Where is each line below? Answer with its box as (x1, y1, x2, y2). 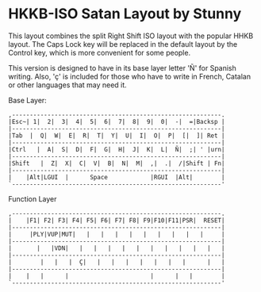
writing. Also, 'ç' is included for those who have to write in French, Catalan (8, 71, 251, 81)
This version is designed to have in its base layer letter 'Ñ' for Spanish (8, 63, 236, 72)
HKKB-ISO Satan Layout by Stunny (8, 5, 242, 23)
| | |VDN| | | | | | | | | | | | (8, 244, 225, 252)
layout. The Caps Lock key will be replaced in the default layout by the (8, 39, 238, 48)
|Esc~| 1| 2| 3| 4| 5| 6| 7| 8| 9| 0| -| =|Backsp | (8, 117, 225, 125)
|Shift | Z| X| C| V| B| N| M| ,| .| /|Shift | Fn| (8, 159, 225, 167)
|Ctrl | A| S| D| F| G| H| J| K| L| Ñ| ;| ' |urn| (8, 145, 225, 153)
